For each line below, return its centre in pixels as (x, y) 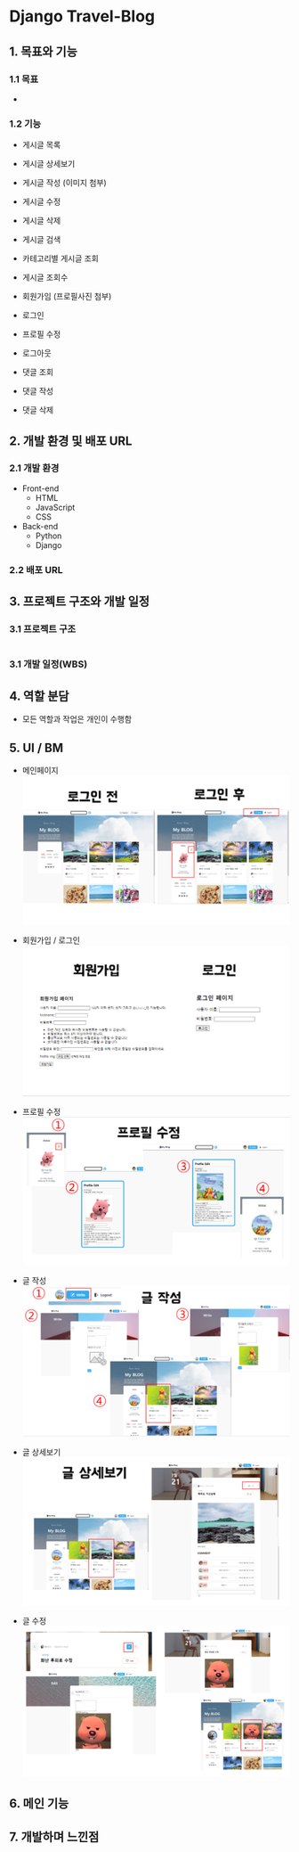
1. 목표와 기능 (43, 51)
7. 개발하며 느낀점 (54, 1836)
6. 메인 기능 (39, 1803)
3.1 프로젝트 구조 (43, 629)
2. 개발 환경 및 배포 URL (71, 441)
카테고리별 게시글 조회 (61, 258)
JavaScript (55, 507)
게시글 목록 (41, 145)
